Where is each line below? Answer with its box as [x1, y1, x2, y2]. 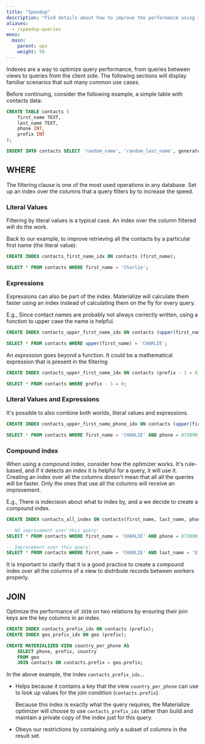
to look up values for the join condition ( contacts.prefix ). [15, 689, 160, 696]
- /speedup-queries [12, 26, 62, 32]
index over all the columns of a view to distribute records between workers [6, 567, 195, 575]
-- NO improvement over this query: [6, 527, 99, 533]
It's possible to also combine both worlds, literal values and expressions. [6, 409, 189, 416]
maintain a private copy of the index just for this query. [15, 714, 153, 721]
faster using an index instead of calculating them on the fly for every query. [6, 299, 196, 307]
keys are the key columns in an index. [6, 615, 101, 622]
